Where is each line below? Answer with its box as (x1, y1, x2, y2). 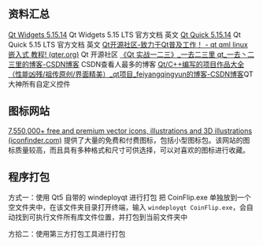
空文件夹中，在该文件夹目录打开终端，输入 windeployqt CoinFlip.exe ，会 (8, 203, 246, 212)
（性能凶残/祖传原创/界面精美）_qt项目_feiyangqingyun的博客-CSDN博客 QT (8, 69, 254, 79)
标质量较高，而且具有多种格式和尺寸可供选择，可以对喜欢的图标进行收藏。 (8, 145, 250, 155)
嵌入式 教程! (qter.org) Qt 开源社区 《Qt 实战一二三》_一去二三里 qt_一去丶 (8, 50, 248, 59)
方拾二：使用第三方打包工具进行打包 (8, 229, 126, 239)
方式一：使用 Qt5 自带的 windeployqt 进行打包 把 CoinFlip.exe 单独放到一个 (8, 192, 252, 203)
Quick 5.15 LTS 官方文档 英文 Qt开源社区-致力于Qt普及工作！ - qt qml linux (8, 39, 248, 49)
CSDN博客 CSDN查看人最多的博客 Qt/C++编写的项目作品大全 (46, 59, 245, 69)
